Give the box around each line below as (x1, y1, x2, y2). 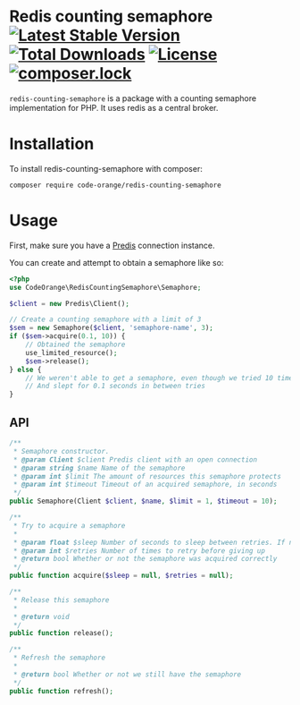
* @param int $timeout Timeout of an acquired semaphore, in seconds (12, 480, 278, 489)
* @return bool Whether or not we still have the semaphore (12, 669, 242, 679)
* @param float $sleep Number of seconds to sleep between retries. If (12, 538, 286, 547)
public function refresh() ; (9, 686, 114, 695)
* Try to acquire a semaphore (12, 521, 126, 530)
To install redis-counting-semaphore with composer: (9, 163, 203, 174)
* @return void (12, 612, 70, 621)
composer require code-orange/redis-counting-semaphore (9, 181, 221, 190)
